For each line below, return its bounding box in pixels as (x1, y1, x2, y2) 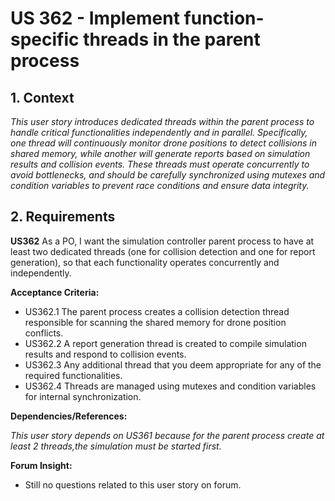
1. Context (10, 89, 75, 106)
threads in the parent (83, 28, 261, 51)
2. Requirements (10, 208, 116, 226)
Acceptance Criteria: (10, 286, 100, 298)
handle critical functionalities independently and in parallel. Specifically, (10, 127, 308, 138)
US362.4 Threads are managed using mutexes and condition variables (24, 380, 317, 392)
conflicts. (24, 327, 64, 339)
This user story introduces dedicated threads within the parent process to (10, 116, 315, 127)
